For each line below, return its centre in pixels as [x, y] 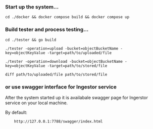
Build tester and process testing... [47, 30]
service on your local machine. [36, 103]
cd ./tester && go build [31, 40]
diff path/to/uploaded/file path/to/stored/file [56, 74]
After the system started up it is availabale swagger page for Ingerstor [76, 97]
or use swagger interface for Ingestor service [61, 86]
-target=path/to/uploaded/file [79, 53]
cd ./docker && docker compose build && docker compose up [67, 17]
